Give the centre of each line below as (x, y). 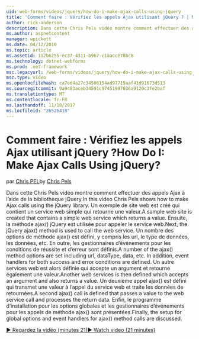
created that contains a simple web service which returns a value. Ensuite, (97, 218)
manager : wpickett (29, 39)
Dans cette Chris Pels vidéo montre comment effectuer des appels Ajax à (96, 193)
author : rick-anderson (34, 22)
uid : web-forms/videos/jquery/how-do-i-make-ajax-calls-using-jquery (94, 12)
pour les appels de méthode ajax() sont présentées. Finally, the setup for (94, 312)
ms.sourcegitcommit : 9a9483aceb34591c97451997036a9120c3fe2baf (86, 89)
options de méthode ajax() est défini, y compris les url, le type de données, (98, 237)
